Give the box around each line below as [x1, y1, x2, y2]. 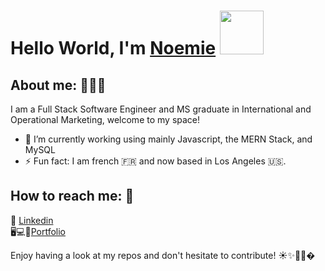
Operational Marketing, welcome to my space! [10, 114, 201, 125]
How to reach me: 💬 [10, 188, 135, 205]
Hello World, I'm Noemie [10, 37, 217, 60]
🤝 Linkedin [10, 214, 54, 226]
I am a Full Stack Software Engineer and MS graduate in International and [10, 103, 312, 115]
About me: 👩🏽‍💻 [10, 76, 107, 94]
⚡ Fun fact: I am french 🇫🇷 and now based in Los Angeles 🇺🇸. [24, 155, 287, 167]
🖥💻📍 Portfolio [10, 225, 67, 237]
